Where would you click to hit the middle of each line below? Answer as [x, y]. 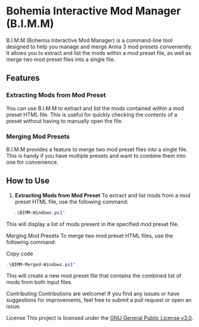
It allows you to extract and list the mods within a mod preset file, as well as [99, 53]
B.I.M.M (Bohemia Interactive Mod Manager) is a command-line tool [89, 40]
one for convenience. [32, 162]
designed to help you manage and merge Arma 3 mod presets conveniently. [99, 47]
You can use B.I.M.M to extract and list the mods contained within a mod [95, 108]
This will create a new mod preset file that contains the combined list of [94, 276]
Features [23, 78]
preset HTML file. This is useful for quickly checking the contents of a [92, 114]
